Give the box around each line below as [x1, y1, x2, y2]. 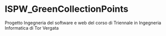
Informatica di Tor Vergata [5, 25, 59, 31]
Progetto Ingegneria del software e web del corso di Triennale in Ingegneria [5, 20, 161, 26]
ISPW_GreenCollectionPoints [5, 3, 129, 15]
